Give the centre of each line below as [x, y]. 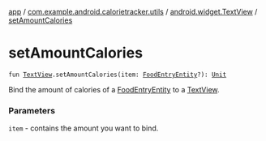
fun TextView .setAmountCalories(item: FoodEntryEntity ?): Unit [118, 75]
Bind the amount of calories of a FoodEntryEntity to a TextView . [114, 89]
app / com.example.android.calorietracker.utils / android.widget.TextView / [133, 12]
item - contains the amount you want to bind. [84, 128]
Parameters [32, 110]
